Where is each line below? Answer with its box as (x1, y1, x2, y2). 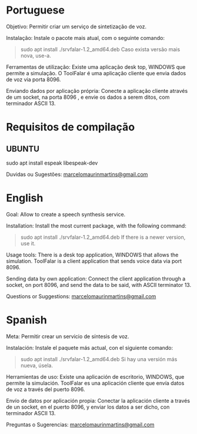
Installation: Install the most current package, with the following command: (6, 222, 186, 229)
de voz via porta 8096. (6, 76, 61, 83)
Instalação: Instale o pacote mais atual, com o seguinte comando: (6, 34, 165, 41)
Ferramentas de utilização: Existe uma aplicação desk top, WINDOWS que (6, 63, 186, 71)
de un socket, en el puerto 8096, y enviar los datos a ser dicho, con (6, 403, 170, 410)
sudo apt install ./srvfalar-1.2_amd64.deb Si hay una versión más (20, 355, 178, 362)
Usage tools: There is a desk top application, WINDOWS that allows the (6, 251, 179, 258)
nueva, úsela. (20, 362, 53, 369)
